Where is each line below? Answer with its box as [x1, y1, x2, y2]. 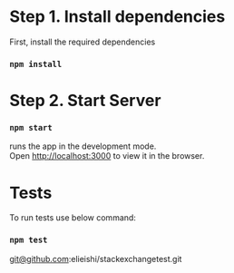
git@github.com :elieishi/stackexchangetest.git [9, 253, 182, 264]
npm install [9, 59, 63, 69]
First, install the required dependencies [9, 36, 156, 47]
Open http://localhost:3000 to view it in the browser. [9, 151, 205, 161]
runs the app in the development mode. [9, 141, 157, 151]
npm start [9, 122, 53, 132]
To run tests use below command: [9, 212, 136, 223]
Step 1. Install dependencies [9, 6, 226, 27]
